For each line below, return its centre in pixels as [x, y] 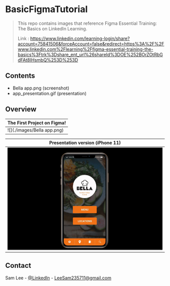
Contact [18, 266]
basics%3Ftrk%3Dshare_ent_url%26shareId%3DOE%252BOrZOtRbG [90, 55]
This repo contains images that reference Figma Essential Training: [87, 23]
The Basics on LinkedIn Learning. [52, 28]
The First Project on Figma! [37, 123]
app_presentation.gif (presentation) [50, 93]
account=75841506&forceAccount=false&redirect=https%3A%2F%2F [91, 43]
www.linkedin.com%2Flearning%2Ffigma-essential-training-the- [85, 49]
